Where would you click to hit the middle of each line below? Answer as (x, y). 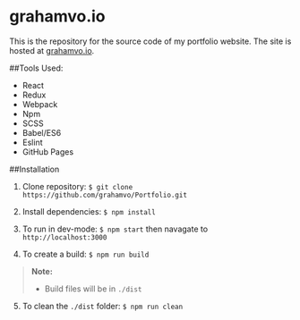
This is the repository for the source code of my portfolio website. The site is (150, 41)
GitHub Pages (48, 152)
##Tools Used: (36, 68)
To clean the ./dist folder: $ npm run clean (103, 306)
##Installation (34, 169)
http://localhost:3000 (64, 237)
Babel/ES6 (42, 132)
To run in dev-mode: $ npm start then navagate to (115, 229)
